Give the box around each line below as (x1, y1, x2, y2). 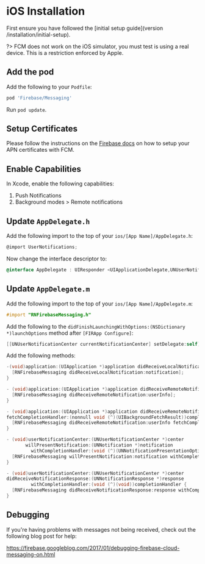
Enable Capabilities (6, 163, 81, 174)
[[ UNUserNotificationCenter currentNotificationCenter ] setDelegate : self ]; (6, 341, 203, 347)
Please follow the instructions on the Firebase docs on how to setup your (6, 140, 190, 147)
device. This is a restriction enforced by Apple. (6, 49, 124, 56)
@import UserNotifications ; (6, 244, 78, 251)
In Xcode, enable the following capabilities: (6, 180, 115, 187)
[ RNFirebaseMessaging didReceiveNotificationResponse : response (12, 487, 176, 493)
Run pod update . (6, 105, 47, 113)
